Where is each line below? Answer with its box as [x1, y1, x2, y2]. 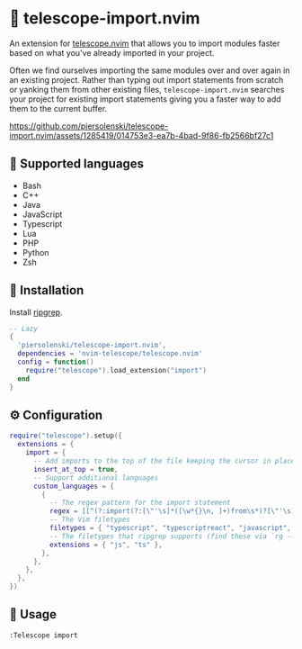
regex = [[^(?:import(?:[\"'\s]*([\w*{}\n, [49, 507, 216, 516]
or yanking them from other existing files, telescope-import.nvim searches [9, 84, 285, 95]
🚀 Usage [9, 607, 57, 622]
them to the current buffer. [9, 103, 108, 113]
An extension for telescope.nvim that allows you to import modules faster [9, 38, 280, 49]
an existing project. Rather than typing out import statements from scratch [9, 74, 284, 85]
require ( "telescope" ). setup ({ [9, 431, 123, 440]
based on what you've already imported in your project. [9, 47, 215, 58]
